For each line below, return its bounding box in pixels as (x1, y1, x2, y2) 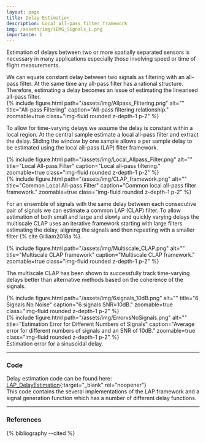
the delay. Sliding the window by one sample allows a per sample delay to (6, 137, 193, 145)
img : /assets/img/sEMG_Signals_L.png (6, 26, 103, 32)
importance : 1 (6, 32, 43, 38)
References (6, 415, 42, 424)
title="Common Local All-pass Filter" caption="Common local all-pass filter (6, 182, 197, 189)
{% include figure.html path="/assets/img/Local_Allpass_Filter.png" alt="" (6, 156, 193, 163)
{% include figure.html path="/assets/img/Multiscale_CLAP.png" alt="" (6, 244, 185, 252)
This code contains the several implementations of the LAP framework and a (6, 388, 200, 395)
